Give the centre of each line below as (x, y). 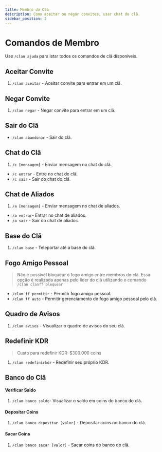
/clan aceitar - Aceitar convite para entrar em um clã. (67, 83)
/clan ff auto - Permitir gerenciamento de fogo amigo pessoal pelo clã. (84, 299)
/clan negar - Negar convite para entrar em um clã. (64, 110)
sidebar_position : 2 (26, 19)
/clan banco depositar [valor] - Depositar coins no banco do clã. (79, 423)
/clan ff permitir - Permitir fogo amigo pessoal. (62, 293)
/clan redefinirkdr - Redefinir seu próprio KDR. (61, 362)
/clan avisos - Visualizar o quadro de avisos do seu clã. (68, 326)
